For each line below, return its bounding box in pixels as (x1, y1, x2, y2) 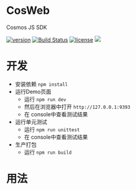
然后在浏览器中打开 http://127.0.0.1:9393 (24, 103, 131, 110)
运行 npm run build (24, 148, 72, 156)
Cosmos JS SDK (6, 24, 47, 31)
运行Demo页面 (15, 88, 51, 95)
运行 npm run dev (24, 95, 66, 103)
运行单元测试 (15, 118, 47, 125)
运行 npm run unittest (24, 125, 80, 133)
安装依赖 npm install (15, 80, 68, 88)
